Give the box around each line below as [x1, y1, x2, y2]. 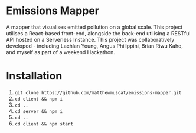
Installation [6, 69, 63, 83]
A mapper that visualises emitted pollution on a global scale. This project [6, 24, 183, 31]
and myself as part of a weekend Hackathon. [6, 48, 115, 55]
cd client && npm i [14, 96, 63, 102]
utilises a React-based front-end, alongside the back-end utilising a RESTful [6, 29, 191, 36]
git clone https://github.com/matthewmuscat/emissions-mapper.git [14, 89, 182, 95]
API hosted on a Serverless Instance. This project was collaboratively [6, 36, 175, 43]
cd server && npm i [14, 108, 63, 114]
